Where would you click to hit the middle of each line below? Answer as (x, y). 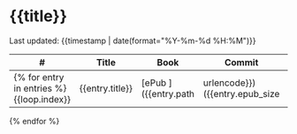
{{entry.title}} (106, 88)
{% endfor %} (34, 121)
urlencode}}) (229, 83)
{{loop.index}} (42, 99)
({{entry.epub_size (241, 93)
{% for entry (39, 77)
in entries (33, 88)
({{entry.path (168, 93)
